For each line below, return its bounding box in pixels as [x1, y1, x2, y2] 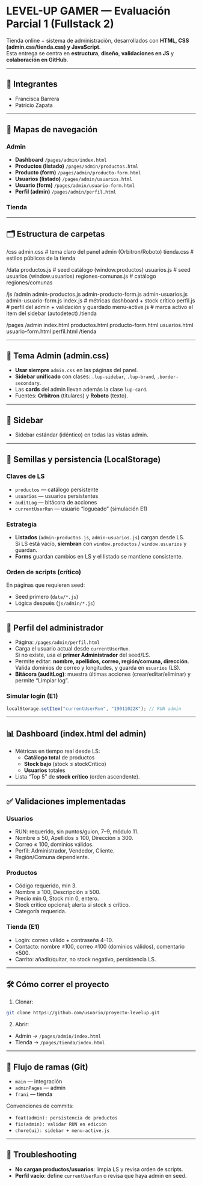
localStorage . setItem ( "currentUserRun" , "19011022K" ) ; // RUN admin [6, 705, 182, 712]
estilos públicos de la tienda [6, 254, 76, 262]
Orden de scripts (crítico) [6, 568, 82, 577]
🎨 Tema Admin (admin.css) [6, 351, 109, 361]
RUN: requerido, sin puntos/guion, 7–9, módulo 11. [14, 828, 139, 835]
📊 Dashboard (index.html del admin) [6, 729, 147, 739]
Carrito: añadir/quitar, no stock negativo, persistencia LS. [14, 955, 156, 963]
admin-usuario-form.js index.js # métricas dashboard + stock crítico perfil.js [6, 296, 195, 304]
